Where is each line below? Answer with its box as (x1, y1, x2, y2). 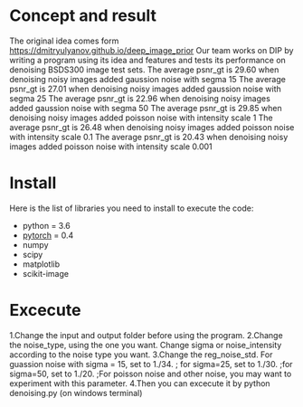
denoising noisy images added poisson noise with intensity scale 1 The (9, 112, 273, 123)
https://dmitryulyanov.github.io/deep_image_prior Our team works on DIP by (9, 44, 294, 55)
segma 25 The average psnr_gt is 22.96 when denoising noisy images (9, 92, 271, 104)
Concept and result (9, 5, 156, 26)
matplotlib (22, 259, 61, 270)
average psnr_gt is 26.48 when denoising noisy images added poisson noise (9, 121, 295, 132)
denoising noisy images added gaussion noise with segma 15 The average (9, 73, 287, 84)
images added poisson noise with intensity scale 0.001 (9, 141, 213, 152)
